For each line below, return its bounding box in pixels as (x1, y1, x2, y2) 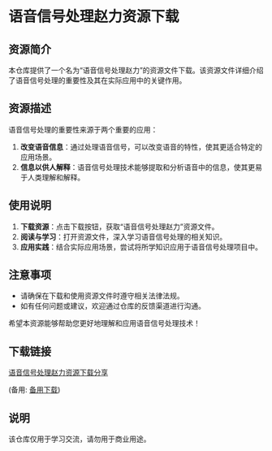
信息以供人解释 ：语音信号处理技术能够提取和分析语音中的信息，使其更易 (19, 162, 262, 171)
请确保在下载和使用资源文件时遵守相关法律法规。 (19, 291, 184, 301)
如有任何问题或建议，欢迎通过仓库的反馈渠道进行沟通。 (19, 301, 205, 311)
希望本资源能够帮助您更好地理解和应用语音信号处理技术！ (8, 319, 201, 328)
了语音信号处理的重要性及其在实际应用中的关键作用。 (8, 76, 187, 85)
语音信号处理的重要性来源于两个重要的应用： (8, 124, 158, 134)
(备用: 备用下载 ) (8, 385, 61, 395)
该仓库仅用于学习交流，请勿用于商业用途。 (8, 434, 151, 444)
